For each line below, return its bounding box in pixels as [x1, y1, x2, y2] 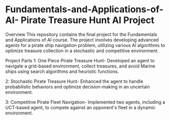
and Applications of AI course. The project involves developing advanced [5, 37, 159, 43]
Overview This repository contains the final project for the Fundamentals [5, 31, 157, 37]
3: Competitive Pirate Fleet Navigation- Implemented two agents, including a [5, 99, 165, 105]
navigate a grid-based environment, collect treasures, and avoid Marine [5, 63, 156, 69]
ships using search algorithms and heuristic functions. [5, 68, 119, 75]
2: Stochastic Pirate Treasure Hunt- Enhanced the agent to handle [5, 78, 144, 84]
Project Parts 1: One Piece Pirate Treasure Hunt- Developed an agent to [5, 57, 155, 63]
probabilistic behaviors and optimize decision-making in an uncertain [5, 83, 150, 90]
